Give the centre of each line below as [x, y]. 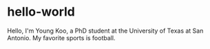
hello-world [41, 12]
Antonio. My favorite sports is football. [61, 37]
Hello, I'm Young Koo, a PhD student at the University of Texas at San [105, 31]
